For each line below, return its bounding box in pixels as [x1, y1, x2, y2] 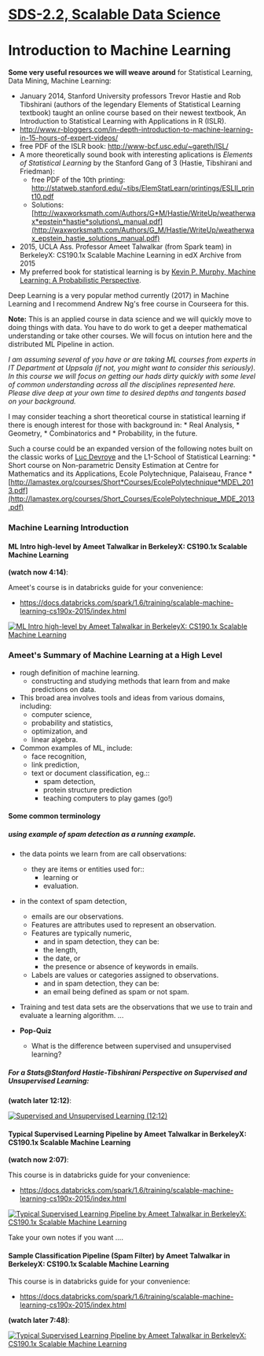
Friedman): [19, 167, 55, 176]
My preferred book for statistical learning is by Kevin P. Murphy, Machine [19, 267, 256, 277]
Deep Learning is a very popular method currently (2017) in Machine [8, 291, 229, 300]
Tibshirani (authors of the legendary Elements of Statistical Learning [19, 100, 241, 110]
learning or [42, 873, 79, 882]
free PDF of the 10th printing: [31, 175, 126, 184]
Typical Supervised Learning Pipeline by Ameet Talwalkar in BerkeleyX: [8, 1129, 247, 1139]
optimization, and [31, 726, 88, 736]
